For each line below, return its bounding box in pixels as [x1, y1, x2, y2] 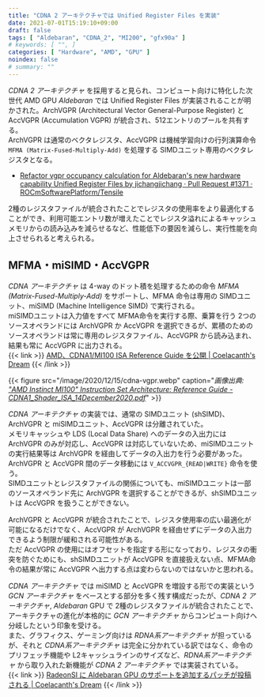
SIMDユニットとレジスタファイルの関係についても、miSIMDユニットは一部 [8, 478, 252, 488]
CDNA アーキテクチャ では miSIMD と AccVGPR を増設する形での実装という [8, 581, 256, 590]
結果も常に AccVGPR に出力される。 [8, 341, 127, 350]
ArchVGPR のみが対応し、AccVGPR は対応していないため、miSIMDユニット [8, 439, 255, 448]
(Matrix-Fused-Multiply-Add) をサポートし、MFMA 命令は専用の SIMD [8, 291, 237, 300]
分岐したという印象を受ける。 [8, 620, 105, 630]
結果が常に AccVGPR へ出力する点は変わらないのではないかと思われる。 [21, 564, 258, 574]
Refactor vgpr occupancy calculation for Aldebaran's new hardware [19, 171, 241, 180]
